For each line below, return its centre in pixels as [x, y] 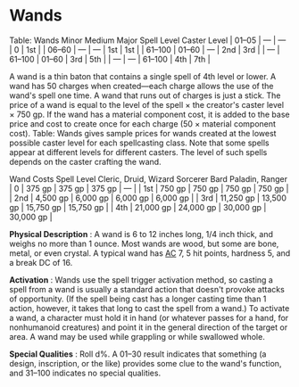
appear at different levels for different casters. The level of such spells [138, 152]
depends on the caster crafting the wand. [86, 161]
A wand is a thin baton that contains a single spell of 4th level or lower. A [143, 76]
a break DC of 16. [41, 262]
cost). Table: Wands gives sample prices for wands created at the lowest [143, 133]
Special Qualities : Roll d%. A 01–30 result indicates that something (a [138, 354]
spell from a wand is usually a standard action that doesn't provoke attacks [147, 289]
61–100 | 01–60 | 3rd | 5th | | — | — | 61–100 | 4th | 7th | [110, 59]
